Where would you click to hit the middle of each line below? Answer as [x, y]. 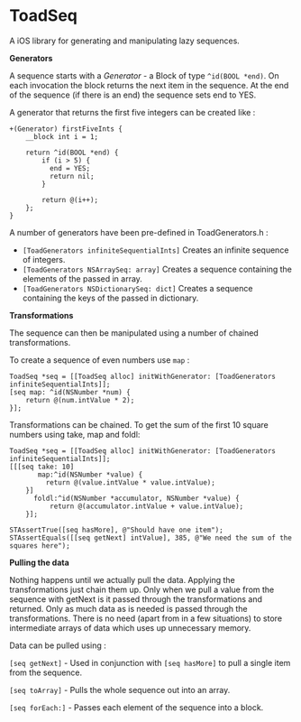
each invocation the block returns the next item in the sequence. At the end [149, 85]
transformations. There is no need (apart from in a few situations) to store [146, 618]
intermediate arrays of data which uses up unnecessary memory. [130, 627]
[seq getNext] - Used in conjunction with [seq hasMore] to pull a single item [150, 662]
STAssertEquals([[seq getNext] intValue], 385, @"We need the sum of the [151, 538]
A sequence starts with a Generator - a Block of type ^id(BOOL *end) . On [144, 75]
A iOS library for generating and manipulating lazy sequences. [125, 41]
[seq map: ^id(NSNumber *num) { [70, 392]
